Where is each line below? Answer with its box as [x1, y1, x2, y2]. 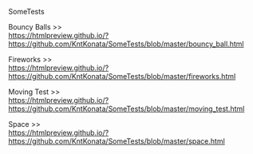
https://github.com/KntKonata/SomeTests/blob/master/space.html [8, 136, 225, 146]
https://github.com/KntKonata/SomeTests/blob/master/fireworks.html [8, 72, 236, 81]
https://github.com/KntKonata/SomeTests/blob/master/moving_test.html [8, 104, 245, 113]
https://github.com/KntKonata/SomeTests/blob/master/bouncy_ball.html [8, 39, 244, 49]
